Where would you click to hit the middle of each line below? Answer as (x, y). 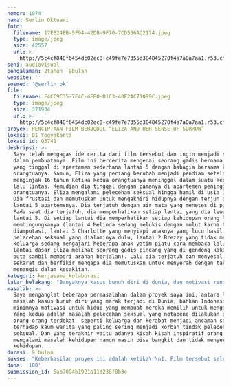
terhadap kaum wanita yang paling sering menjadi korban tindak (107, 327)
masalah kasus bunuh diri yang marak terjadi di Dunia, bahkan (106, 301)
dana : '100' (24, 365)
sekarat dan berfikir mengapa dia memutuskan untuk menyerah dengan (113, 263)
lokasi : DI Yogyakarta (40, 135)
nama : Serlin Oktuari (38, 20)
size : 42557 (31, 45)
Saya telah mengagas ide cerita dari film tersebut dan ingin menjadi (117, 154)
